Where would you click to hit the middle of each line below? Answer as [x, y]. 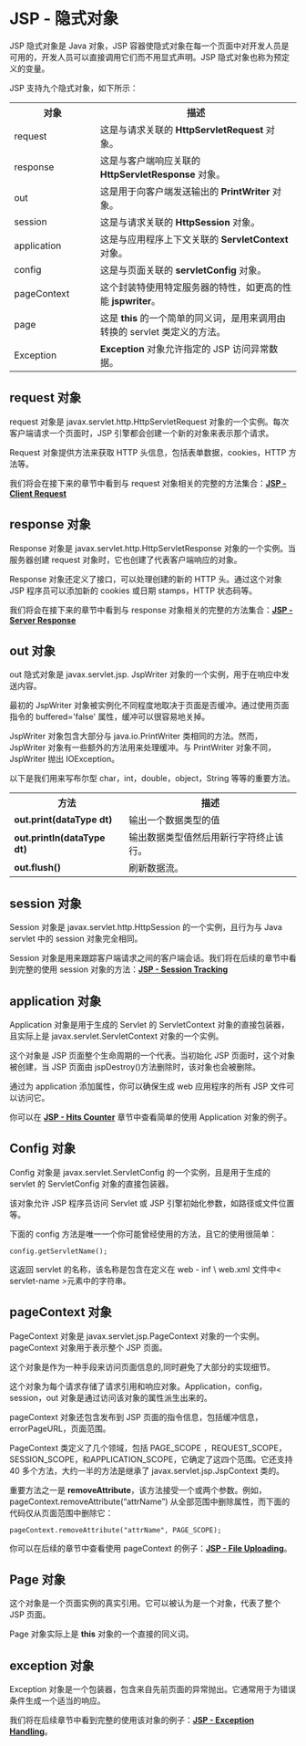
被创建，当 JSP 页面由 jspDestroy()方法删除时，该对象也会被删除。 [135, 1067]
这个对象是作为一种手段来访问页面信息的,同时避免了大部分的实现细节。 [143, 1366]
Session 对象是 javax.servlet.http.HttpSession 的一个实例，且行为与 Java [146, 927]
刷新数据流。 [156, 868]
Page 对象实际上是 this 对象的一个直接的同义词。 [102, 1634]
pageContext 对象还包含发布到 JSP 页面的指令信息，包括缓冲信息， [136, 1417]
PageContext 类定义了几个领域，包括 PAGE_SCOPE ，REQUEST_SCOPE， [148, 1448]
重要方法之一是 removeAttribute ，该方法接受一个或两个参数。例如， [138, 1490]
